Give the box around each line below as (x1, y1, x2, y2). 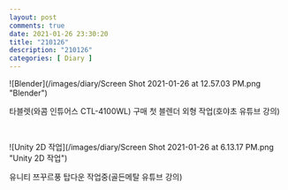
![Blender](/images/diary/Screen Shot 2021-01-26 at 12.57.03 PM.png (9, 79, 261, 88)
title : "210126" (9, 37, 69, 47)
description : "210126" (9, 46, 93, 55)
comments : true (9, 21, 65, 30)
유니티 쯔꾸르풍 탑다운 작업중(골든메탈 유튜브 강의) (9, 171, 183, 182)
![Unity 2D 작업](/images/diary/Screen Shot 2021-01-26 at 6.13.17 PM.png (9, 142, 274, 152)
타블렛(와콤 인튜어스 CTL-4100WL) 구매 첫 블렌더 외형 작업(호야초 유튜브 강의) (9, 106, 280, 116)
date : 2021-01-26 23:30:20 (9, 29, 109, 38)
